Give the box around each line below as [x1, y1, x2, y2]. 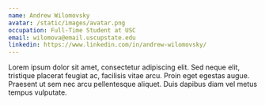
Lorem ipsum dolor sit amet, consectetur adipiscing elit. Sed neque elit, [8, 62, 240, 72]
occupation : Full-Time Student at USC [8, 26, 136, 34]
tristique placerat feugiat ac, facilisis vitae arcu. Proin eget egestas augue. [8, 71, 250, 81]
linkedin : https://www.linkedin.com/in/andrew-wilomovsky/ [8, 41, 207, 49]
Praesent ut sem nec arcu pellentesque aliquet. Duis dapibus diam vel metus [8, 80, 258, 89]
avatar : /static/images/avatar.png [8, 19, 126, 27]
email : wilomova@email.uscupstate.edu [8, 33, 136, 42]
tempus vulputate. [8, 88, 67, 97]
